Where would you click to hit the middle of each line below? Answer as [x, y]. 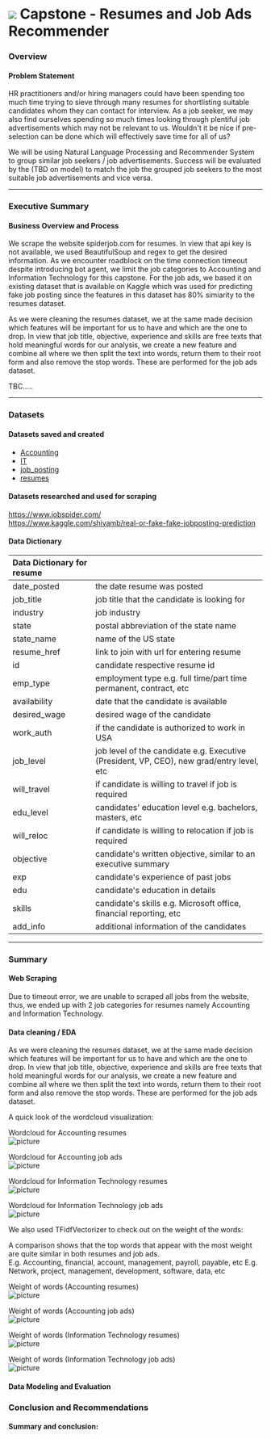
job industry [118, 612]
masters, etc [119, 817]
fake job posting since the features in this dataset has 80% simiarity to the [132, 295]
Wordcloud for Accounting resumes [68, 1133]
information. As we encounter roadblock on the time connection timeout [128, 261]
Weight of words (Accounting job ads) [71, 1311]
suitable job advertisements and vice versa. [81, 178]
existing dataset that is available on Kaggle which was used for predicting [130, 287]
